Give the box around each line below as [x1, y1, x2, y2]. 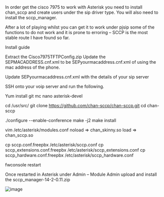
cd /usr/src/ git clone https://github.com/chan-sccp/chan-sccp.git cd [5, 103, 146, 108]
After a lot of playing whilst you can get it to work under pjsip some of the [5, 24, 155, 30]
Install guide [5, 44, 30, 50]
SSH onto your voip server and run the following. [5, 83, 105, 89]
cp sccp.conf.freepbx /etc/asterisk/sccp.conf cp [5, 142, 104, 148]
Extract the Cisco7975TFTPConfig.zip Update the [5, 54, 106, 60]
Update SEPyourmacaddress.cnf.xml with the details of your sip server [5, 74, 149, 79]
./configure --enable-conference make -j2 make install [5, 118, 117, 123]
